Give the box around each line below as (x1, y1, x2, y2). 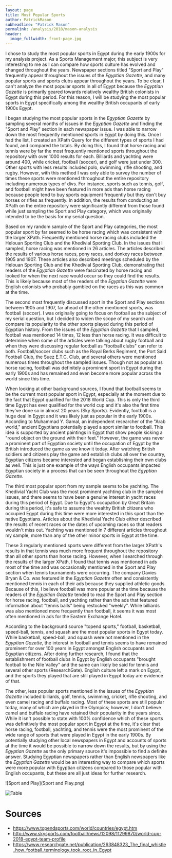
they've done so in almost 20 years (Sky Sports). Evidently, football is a (5, 407, 156, 413)
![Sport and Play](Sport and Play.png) (5, 780, 85, 786)
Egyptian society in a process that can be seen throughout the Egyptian (5, 467, 157, 474)
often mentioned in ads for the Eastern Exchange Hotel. (5, 613, 123, 619)
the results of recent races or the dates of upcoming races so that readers (5, 521, 162, 528)
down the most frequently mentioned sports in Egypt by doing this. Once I (5, 131, 162, 137)
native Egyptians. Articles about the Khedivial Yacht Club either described (5, 516, 162, 522)
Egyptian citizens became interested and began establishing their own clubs (5, 457, 167, 463)
